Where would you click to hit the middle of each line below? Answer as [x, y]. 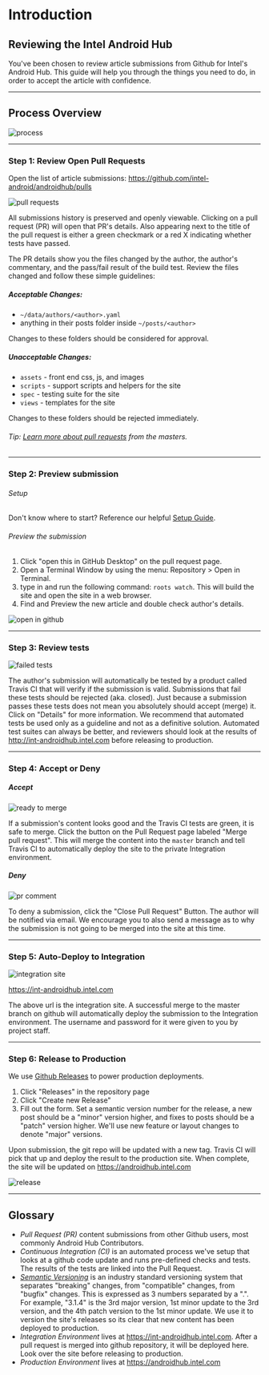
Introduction [50, 15]
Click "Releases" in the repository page [84, 1092]
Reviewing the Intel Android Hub [90, 44]
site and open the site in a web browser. [86, 595]
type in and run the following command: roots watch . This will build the [137, 587]
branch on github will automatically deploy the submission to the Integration [133, 1014]
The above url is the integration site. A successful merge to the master [124, 1005]
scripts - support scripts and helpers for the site [100, 385]
